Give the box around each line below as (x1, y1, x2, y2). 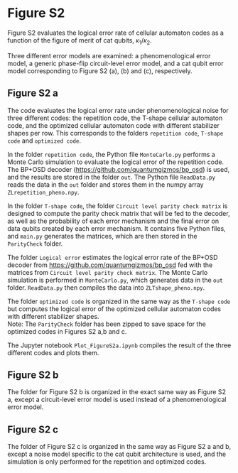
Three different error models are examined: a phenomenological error (7, 51, 211, 60)
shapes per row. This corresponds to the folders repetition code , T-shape (7, 129, 224, 137)
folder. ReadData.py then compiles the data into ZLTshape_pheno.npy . (7, 283, 205, 292)
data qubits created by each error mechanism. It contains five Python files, (7, 224, 226, 232)
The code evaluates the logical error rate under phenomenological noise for (7, 106, 229, 114)
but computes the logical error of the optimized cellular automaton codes (7, 304, 222, 313)
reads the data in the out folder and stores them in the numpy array (7, 180, 204, 189)
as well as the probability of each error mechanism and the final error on (7, 217, 219, 225)
